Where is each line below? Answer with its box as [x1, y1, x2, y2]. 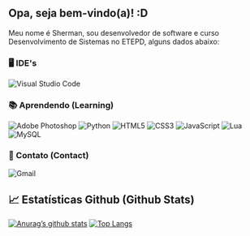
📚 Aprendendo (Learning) [8, 100, 114, 111]
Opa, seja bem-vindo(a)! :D [8, 6, 149, 20]
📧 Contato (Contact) [8, 150, 89, 161]
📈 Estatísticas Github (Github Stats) [8, 193, 195, 207]
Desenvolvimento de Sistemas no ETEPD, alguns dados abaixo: [8, 36, 220, 46]
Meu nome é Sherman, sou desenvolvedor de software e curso [8, 28, 219, 37]
